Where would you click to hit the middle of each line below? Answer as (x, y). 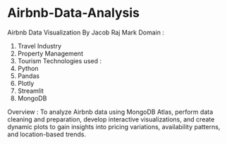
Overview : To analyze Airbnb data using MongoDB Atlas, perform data (110, 112)
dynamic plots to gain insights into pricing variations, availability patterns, (114, 126)
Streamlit (31, 91)
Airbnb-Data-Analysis (73, 13)
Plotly (26, 83)
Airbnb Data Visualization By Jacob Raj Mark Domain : (86, 32)
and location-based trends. (47, 134)
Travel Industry (39, 46)
